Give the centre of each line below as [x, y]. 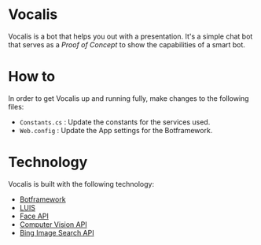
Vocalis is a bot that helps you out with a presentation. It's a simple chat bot [130, 36]
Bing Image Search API [57, 232]
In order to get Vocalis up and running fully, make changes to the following [129, 98]
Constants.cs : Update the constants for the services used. [115, 122]
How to [32, 77]
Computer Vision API [53, 224]
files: [16, 106]
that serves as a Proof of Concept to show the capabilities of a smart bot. [127, 44]
